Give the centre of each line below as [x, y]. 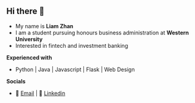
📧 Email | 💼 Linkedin [40, 93]
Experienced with [29, 57]
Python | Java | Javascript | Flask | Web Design [75, 69]
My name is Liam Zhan [44, 26]
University [29, 39]
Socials [16, 81]
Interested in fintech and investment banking [72, 45]
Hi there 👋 [25, 11]
